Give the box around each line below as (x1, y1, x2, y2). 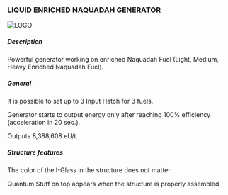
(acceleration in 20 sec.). (7, 118, 81, 127)
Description (7, 37, 43, 45)
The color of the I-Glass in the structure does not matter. (7, 166, 172, 174)
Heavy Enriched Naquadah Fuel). (7, 62, 104, 72)
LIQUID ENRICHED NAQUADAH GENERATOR (7, 5, 161, 15)
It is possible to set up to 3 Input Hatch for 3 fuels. (7, 97, 154, 106)
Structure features (7, 147, 64, 157)
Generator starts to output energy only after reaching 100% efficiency (7, 111, 211, 119)
